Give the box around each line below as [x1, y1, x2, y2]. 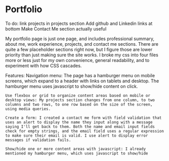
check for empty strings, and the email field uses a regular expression [5, 128, 164, 134]
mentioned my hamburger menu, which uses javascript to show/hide [5, 151, 148, 156]
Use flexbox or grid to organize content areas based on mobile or [5, 93, 151, 98]
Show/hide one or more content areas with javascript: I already [5, 146, 146, 151]
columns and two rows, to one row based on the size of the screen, [5, 102, 153, 107]
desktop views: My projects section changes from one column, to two [5, 98, 155, 103]
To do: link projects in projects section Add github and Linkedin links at [5, 20, 153, 26]
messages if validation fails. [5, 137, 71, 143]
